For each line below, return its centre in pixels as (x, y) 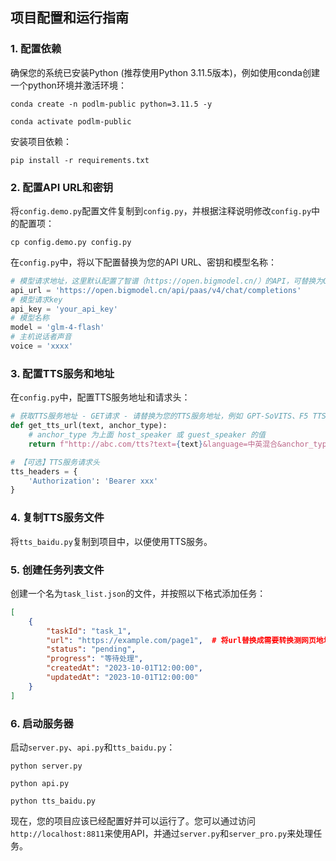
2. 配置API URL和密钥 (62, 187)
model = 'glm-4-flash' (57, 328)
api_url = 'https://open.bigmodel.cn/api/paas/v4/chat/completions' (156, 290)
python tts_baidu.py (53, 801)
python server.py (46, 766)
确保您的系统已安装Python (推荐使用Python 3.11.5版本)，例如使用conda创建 (165, 72)
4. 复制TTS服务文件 (57, 518)
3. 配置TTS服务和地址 (62, 373)
